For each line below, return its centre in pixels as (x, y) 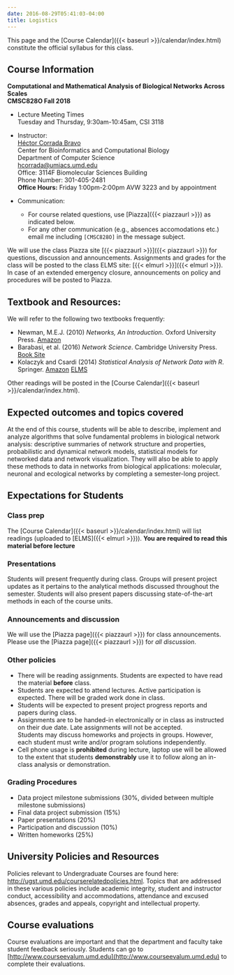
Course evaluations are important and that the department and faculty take (115, 942)
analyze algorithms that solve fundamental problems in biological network (114, 437)
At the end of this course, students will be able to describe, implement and (114, 429)
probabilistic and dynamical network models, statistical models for (103, 451)
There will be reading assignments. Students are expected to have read (120, 675)
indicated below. (51, 222)
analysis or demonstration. (72, 764)
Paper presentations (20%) (56, 820)
